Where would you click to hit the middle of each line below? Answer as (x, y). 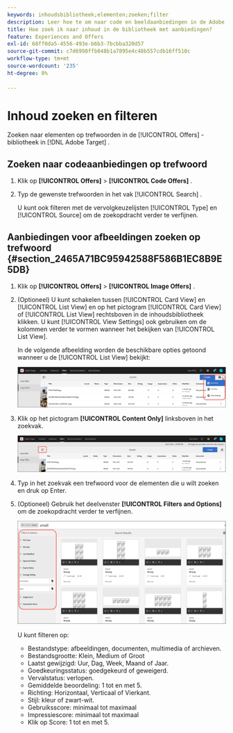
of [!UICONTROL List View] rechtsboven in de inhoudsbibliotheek (110, 314)
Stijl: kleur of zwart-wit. (61, 700)
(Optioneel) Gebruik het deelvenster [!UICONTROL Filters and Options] (119, 504)
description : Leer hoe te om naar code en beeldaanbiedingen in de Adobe (116, 22)
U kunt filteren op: (43, 634)
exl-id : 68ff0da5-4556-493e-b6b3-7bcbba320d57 (76, 44)
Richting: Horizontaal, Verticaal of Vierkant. (89, 692)
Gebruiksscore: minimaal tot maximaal (82, 707)
